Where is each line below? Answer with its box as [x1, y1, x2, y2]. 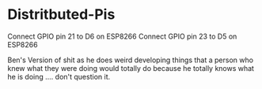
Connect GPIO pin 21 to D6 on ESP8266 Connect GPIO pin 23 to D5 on [7, 32, 237, 41]
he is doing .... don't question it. [7, 72, 111, 81]
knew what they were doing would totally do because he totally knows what [7, 63, 255, 72]
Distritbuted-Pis [7, 6, 116, 24]
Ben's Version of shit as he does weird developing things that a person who [7, 55, 254, 65]
